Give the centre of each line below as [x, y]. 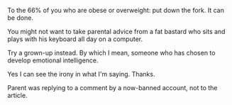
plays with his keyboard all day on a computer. [75, 39]
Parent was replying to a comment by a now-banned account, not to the [112, 88]
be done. [21, 18]
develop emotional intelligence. [53, 60]
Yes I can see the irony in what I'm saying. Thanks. [81, 74]
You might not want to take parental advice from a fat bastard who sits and [116, 32]
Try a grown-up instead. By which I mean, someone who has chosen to [111, 53]
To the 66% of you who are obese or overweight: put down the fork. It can [116, 10]
